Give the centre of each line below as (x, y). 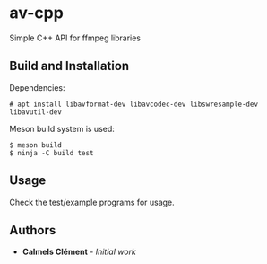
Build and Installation (69, 66)
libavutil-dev (36, 112)
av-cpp (37, 13)
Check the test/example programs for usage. (92, 202)
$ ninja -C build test (52, 153)
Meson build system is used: (62, 128)
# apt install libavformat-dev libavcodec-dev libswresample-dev (133, 104)
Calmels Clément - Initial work (79, 252)
